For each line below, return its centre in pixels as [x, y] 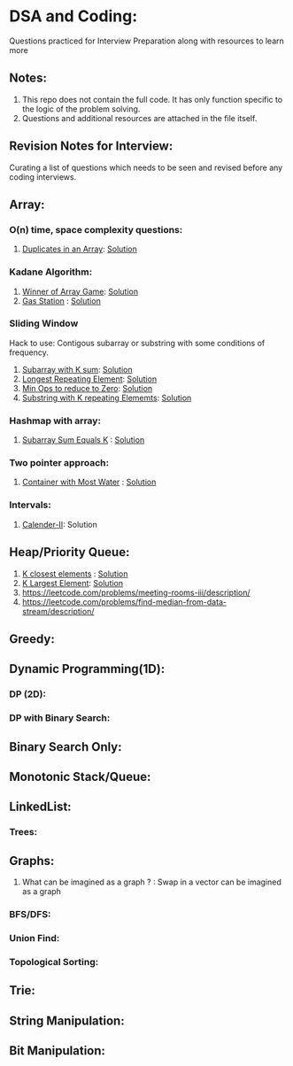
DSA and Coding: [73, 16]
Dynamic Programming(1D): [87, 669]
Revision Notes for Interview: [91, 147]
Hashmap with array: [55, 421]
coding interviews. [43, 177]
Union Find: [35, 938]
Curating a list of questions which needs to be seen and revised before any [146, 167]
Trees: [23, 832]
